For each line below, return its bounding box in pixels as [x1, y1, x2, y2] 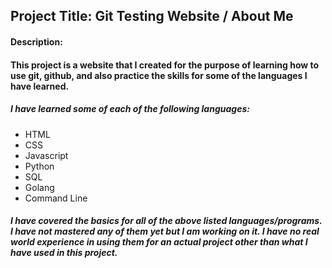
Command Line [24, 192, 88, 204]
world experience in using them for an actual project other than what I [10, 236, 308, 248]
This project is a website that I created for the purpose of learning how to [10, 59, 320, 71]
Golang [24, 181, 55, 193]
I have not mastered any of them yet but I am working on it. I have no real [10, 225, 320, 238]
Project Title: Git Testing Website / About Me [10, 8, 294, 25]
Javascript [24, 149, 69, 161]
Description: [10, 35, 63, 48]
